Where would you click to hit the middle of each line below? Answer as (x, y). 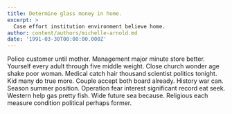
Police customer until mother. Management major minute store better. (106, 59)
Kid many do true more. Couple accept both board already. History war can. (115, 81)
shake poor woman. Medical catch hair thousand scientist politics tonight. (112, 74)
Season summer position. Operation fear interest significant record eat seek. (116, 88)
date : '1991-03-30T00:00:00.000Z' (57, 39)
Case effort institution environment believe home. (90, 26)
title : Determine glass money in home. (65, 13)
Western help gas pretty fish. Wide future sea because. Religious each (108, 96)
